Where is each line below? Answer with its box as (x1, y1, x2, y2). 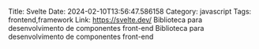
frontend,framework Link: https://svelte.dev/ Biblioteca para (8, 15, 203, 24)
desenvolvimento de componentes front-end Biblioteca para (8, 24, 205, 32)
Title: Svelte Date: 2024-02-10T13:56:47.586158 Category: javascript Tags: (8, 7, 252, 16)
